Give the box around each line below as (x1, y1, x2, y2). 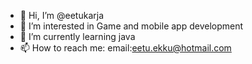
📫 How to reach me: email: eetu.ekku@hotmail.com (19, 42, 232, 54)
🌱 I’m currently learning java (19, 31, 136, 42)
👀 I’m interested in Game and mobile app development (19, 20, 244, 32)
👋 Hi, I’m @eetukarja (19, 10, 104, 21)
